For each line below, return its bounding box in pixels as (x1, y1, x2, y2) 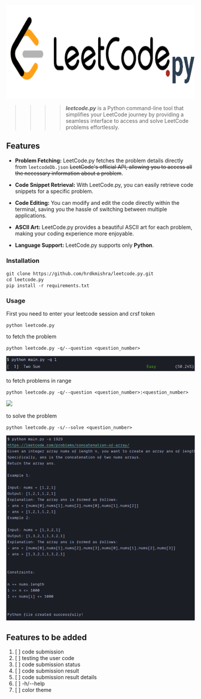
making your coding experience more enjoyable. (14, 229, 135, 237)
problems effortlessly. (65, 124, 120, 131)
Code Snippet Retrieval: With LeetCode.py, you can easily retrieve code (14, 181, 193, 188)
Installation (6, 256, 40, 265)
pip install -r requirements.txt (6, 283, 90, 289)
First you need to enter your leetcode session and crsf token (6, 310, 156, 317)
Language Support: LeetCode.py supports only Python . (14, 241, 154, 249)
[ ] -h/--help (14, 680, 45, 687)
